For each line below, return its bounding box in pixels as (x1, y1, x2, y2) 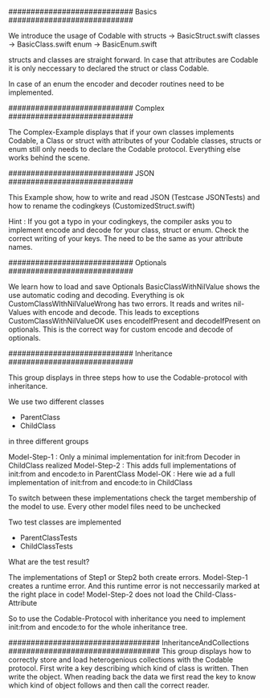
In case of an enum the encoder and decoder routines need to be (8, 80, 225, 88)
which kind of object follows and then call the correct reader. (8, 680, 211, 690)
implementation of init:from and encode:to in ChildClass (8, 478, 193, 487)
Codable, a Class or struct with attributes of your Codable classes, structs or (8, 136, 262, 145)
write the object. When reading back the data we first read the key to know (8, 672, 256, 681)
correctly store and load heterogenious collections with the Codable (8, 655, 234, 664)
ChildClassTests (19, 541, 74, 551)
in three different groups (8, 437, 89, 446)
